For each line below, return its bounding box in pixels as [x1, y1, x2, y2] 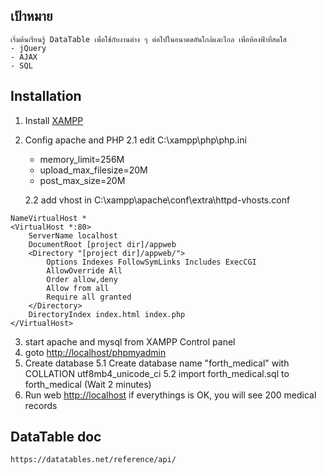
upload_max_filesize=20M [39, 164, 148, 176]
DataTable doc [10, 429, 102, 446]
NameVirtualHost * [10, 213, 87, 223]
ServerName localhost [28, 230, 118, 241]
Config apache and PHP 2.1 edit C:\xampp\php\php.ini [24, 134, 247, 146]
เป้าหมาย [10, 8, 53, 25]
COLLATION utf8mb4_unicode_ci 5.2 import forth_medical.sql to [24, 367, 290, 379]
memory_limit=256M [39, 153, 125, 165]
